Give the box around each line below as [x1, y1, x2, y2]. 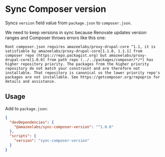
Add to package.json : [5, 105, 48, 111]
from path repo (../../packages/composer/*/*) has [47, 57, 154, 62]
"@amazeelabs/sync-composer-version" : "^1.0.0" [14, 124, 114, 129]
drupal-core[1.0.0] [5, 57, 45, 62]
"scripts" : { [9, 134, 37, 139]
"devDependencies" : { [9, 120, 54, 125]
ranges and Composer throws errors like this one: [5, 35, 106, 41]
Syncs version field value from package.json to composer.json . [5, 20, 132, 26]
